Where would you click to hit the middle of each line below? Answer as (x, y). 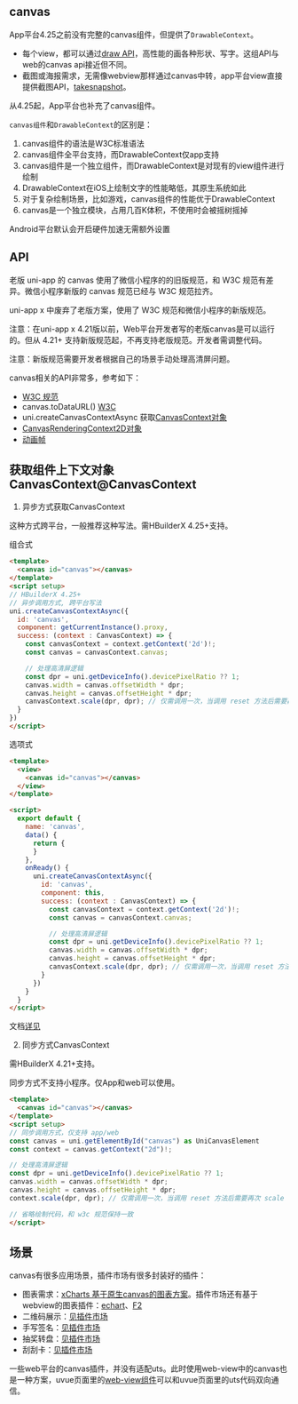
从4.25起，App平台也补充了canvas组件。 (85, 105)
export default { (49, 818)
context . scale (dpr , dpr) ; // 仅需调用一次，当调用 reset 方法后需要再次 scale (147, 1198)
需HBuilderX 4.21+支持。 (55, 1064)
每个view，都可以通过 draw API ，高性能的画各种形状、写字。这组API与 (150, 53)
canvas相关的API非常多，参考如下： (75, 378)
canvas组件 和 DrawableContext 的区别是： (81, 124)
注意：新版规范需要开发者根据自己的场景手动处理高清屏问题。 (122, 359)
